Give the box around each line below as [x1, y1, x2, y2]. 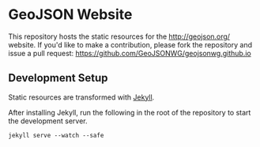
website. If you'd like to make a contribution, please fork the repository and [8, 40, 253, 49]
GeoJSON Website [8, 6, 133, 24]
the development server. [8, 116, 88, 126]
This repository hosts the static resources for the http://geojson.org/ [8, 32, 231, 41]
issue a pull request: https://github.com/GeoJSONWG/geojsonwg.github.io [8, 48, 251, 58]
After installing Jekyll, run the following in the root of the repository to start [8, 107, 251, 117]
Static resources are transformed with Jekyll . [8, 92, 155, 102]
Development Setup [8, 71, 108, 85]
